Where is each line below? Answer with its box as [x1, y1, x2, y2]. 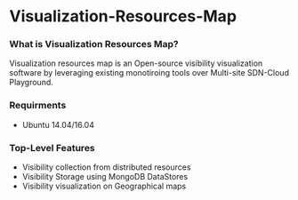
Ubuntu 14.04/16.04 [21, 119, 95, 130]
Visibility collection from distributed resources [21, 162, 191, 172]
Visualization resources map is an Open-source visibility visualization [9, 58, 263, 68]
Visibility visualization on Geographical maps [21, 180, 187, 192]
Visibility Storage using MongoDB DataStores [21, 172, 189, 182]
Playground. [9, 77, 53, 88]
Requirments [9, 100, 67, 112]
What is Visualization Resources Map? [9, 38, 180, 51]
